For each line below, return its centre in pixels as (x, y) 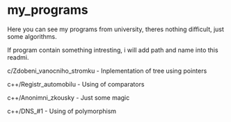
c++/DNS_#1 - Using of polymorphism (62, 111)
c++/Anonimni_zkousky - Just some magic (69, 97)
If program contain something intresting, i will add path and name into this (113, 50)
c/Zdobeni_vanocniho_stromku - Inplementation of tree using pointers (107, 71)
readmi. (18, 57)
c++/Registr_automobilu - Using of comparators (76, 84)
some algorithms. (32, 36)
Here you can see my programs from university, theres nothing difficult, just (116, 29)
